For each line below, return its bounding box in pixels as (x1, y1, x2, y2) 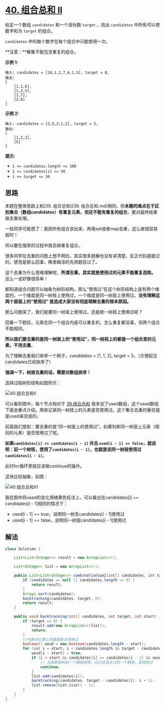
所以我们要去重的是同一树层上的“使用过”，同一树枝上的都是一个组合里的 (5, 336, 152, 342)
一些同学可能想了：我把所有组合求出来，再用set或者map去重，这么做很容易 (5, 225, 158, 232)
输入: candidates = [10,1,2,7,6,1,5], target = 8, (5, 70, 110, 75)
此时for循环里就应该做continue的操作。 (5, 463, 84, 469)
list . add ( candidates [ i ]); (31, 673, 84, 678)
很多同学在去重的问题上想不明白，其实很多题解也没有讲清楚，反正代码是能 (5, 252, 156, 259)
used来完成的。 (9, 413, 41, 419)
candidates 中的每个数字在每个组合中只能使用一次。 (5, 38, 110, 44)
